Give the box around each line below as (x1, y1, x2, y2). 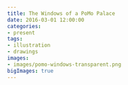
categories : (7, 23, 41, 29)
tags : (7, 36, 23, 42)
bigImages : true (7, 67, 54, 74)
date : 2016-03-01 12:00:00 (7, 16, 85, 23)
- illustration (7, 42, 51, 49)
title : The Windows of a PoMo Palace (7, 10, 116, 17)
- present (7, 29, 36, 36)
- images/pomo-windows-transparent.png (7, 61, 122, 68)
